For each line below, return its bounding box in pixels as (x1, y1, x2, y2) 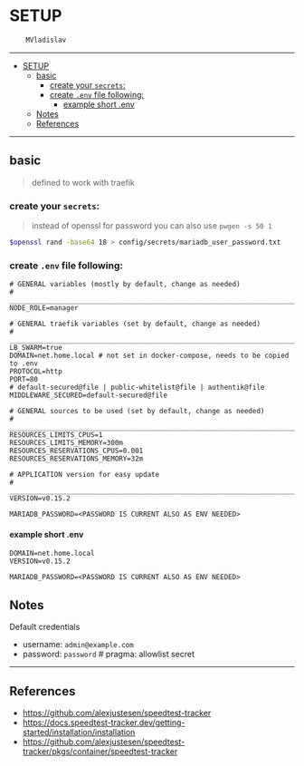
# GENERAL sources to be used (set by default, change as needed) (9, 407, 265, 416)
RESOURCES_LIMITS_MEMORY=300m (9, 439, 124, 448)
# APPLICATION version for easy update (9, 470, 160, 480)
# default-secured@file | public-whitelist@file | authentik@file (9, 383, 265, 393)
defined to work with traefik (31, 177, 136, 188)
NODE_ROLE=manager (9, 304, 79, 313)
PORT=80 (9, 375, 39, 384)
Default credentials (9, 622, 81, 633)
